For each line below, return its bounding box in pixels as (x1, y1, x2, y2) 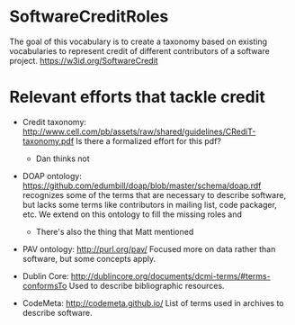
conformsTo (22, 280, 67, 291)
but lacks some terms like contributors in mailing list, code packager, (22, 199, 277, 210)
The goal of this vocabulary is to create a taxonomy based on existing (9, 36, 268, 47)
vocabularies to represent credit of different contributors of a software (9, 45, 270, 56)
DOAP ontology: (22, 170, 83, 181)
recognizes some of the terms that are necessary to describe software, (22, 189, 286, 200)
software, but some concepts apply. (22, 253, 156, 264)
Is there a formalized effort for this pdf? (76, 135, 222, 146)
